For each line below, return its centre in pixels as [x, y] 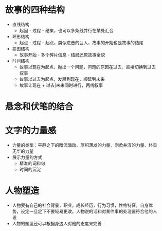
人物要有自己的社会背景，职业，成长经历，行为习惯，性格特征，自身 [80, 205]
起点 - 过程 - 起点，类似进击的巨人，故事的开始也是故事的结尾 [81, 42]
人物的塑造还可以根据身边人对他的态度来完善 [57, 223]
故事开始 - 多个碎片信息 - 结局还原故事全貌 [62, 54]
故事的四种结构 [35, 10]
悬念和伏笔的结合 [39, 107]
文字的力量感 [31, 131]
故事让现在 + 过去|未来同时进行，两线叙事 [61, 85]
